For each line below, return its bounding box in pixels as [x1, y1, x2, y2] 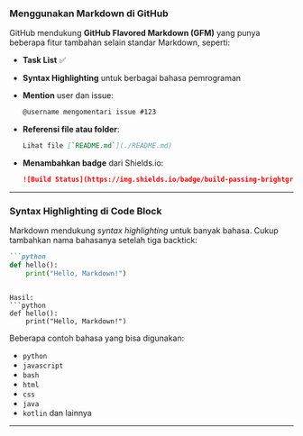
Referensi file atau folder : [22, 124, 120, 135]
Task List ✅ [22, 55, 66, 66]
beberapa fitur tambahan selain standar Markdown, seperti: [9, 37, 231, 48]
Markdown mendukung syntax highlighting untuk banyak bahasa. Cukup [9, 225, 280, 236]
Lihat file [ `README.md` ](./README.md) [22, 141, 173, 150]
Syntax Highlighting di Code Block [9, 204, 162, 217]
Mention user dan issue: [22, 90, 115, 101]
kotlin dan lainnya [22, 407, 92, 418]
